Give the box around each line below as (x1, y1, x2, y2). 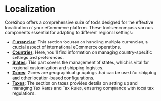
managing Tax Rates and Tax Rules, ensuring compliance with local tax (12, 85, 154, 91)
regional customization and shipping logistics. (12, 64, 104, 71)
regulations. (12, 90, 36, 96)
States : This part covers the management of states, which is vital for (12, 59, 149, 65)
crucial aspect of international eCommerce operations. (12, 44, 121, 50)
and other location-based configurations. (12, 75, 95, 81)
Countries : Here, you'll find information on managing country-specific (12, 49, 152, 55)
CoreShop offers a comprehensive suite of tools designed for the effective (5, 19, 154, 25)
